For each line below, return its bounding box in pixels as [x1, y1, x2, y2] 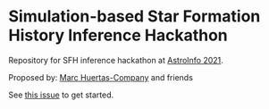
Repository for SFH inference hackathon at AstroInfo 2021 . [8, 54, 224, 65]
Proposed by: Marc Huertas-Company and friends [8, 71, 194, 82]
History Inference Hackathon [8, 25, 229, 46]
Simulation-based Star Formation [8, 6, 261, 27]
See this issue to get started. [8, 89, 114, 100]
